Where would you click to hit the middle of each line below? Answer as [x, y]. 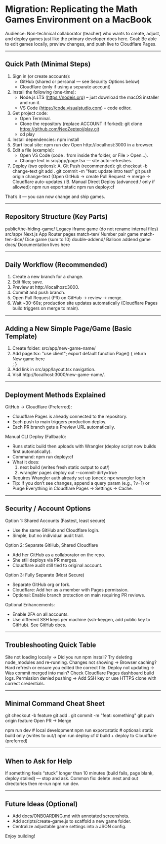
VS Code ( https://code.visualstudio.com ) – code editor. [76, 108]
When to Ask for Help [39, 761]
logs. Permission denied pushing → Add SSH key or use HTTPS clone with [81, 678]
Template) [21, 336]
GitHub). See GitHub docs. [39, 625]
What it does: [26, 462]
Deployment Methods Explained [56, 395]
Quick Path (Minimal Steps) [48, 64]
